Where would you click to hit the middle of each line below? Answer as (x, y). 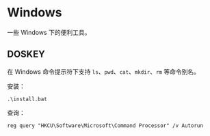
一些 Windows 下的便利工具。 (49, 32)
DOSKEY (26, 54)
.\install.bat (27, 99)
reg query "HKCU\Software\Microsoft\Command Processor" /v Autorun (105, 125)
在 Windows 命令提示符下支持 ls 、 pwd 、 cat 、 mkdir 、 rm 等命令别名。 (104, 71)
